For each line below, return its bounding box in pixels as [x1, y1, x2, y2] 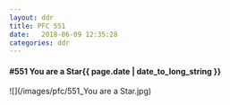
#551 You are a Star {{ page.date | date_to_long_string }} [9, 66, 222, 76]
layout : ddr [9, 13, 54, 22]
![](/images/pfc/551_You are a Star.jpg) [9, 86, 152, 97]
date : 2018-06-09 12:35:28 [9, 30, 118, 39]
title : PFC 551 [9, 22, 66, 31]
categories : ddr [9, 38, 70, 48]
